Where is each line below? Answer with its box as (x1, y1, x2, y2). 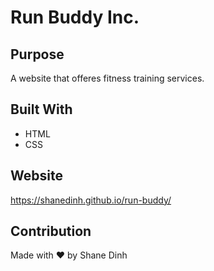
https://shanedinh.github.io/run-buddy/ (10, 194, 172, 206)
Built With (10, 101, 73, 118)
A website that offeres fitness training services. (10, 72, 205, 84)
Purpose (10, 46, 65, 63)
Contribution (10, 223, 92, 240)
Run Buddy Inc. (10, 6, 140, 29)
